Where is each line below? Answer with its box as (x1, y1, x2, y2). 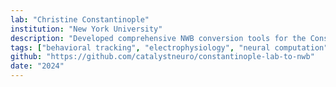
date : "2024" (10, 61, 65, 71)
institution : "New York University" (10, 24, 163, 34)
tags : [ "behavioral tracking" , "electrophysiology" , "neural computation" (10, 42, 329, 53)
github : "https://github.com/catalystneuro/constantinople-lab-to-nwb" (10, 52, 315, 62)
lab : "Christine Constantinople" (10, 14, 150, 25)
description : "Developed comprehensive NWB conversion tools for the (10, 33, 307, 43)
